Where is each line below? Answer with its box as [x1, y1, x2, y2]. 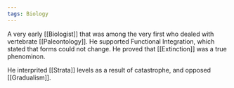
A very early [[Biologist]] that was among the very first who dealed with [7, 30, 214, 38]
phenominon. [7, 52, 46, 61]
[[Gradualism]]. [7, 73, 51, 82]
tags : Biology [7, 10, 49, 18]
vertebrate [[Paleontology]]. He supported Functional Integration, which [7, 37, 215, 46]
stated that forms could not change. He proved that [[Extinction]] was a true [7, 44, 227, 53]
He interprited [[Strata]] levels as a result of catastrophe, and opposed [7, 65, 212, 74]
